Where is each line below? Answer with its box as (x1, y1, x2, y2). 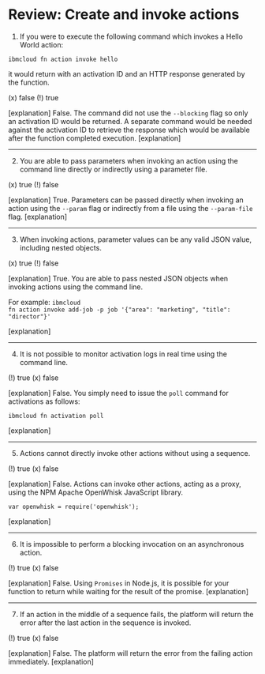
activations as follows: (8, 397, 80, 406)
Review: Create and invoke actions (8, 6, 240, 24)
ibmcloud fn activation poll (8, 412, 104, 420)
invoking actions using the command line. (8, 282, 144, 292)
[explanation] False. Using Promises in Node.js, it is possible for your (8, 578, 230, 588)
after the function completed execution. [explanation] (8, 133, 181, 143)
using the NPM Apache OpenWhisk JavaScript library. (8, 488, 184, 497)
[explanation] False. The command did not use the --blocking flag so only (8, 108, 248, 118)
